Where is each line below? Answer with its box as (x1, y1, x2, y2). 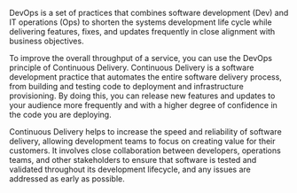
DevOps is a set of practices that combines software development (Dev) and (9, 8, 289, 18)
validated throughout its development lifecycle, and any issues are (9, 164, 251, 174)
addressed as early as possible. (9, 174, 126, 184)
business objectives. (9, 35, 84, 46)
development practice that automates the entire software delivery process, (9, 72, 282, 82)
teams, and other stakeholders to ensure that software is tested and (9, 155, 257, 165)
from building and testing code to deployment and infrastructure (9, 81, 244, 91)
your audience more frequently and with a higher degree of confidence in (9, 100, 277, 110)
